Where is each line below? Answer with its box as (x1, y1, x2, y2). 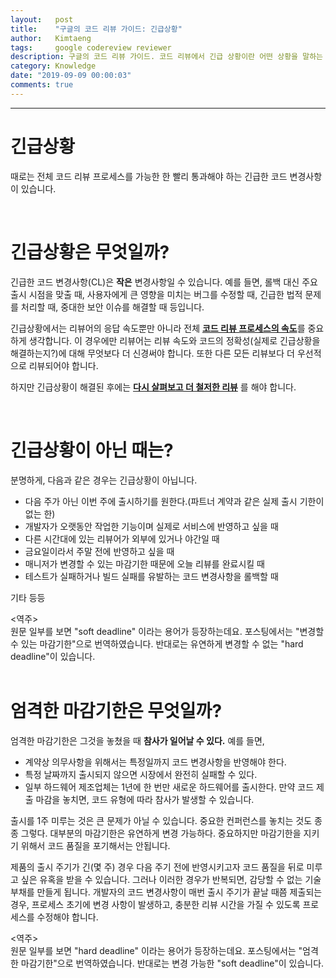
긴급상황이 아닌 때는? (10, 439, 174, 461)
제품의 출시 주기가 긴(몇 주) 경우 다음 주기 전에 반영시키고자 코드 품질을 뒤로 (10, 861, 305, 873)
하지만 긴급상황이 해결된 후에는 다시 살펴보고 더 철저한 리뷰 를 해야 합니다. (10, 381, 297, 393)
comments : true (10, 80, 74, 90)
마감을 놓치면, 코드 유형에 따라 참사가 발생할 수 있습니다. (35, 793, 255, 805)
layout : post (10, 14, 74, 25)
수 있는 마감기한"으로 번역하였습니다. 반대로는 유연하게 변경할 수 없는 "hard (10, 637, 304, 650)
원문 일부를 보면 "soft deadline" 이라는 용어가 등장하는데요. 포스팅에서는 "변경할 (10, 625, 325, 637)
